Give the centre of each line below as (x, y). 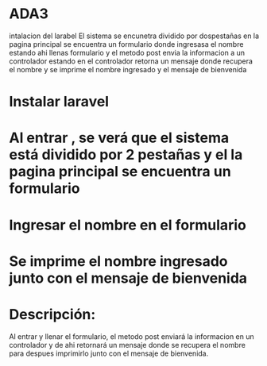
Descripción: (52, 314)
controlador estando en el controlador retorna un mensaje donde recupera (131, 61)
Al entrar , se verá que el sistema (119, 138)
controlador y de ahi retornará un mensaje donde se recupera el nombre (127, 345)
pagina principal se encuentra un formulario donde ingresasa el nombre (126, 44)
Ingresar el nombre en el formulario (128, 225)
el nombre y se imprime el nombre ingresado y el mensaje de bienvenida (128, 69)
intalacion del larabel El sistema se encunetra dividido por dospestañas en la (134, 36)
